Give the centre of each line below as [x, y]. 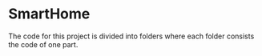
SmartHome [49, 14]
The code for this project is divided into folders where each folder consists [131, 36]
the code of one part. [43, 44]
